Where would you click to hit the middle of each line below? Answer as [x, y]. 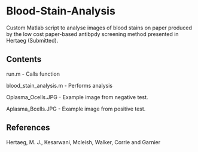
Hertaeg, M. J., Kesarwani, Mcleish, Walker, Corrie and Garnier [83, 142]
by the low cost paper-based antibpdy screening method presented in [92, 34]
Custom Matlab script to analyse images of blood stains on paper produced [99, 28]
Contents [24, 59]
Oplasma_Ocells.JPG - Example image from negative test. [77, 97]
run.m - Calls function [33, 74]
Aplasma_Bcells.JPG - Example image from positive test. [76, 109]
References [28, 128]
